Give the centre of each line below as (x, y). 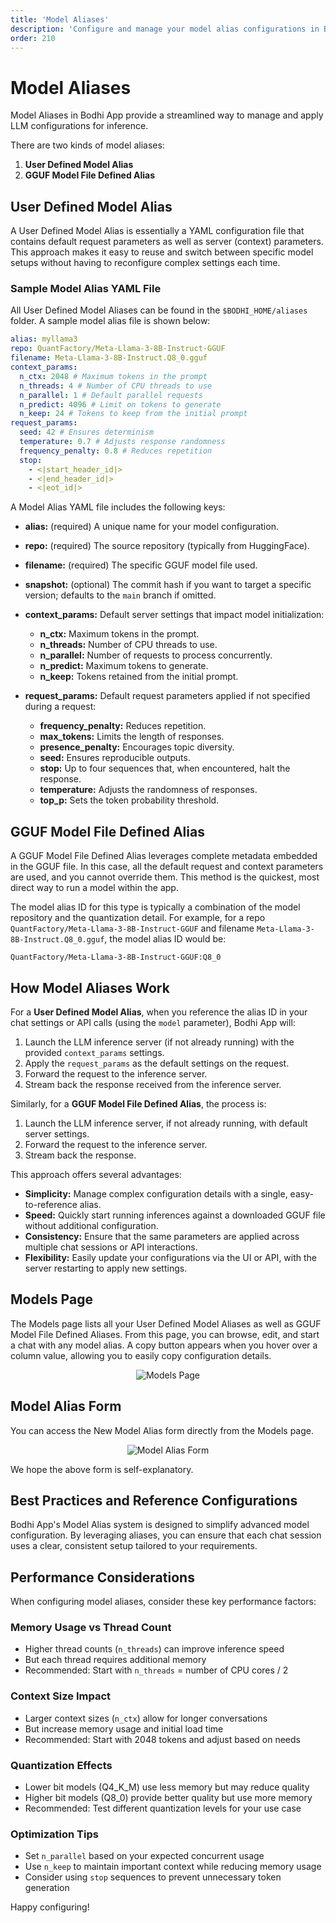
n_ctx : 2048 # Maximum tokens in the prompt (113, 376)
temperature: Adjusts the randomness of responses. (148, 790)
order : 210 (33, 38)
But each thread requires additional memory (115, 1660)
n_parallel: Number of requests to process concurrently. (156, 655)
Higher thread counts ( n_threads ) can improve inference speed (154, 1649)
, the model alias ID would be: (165, 939)
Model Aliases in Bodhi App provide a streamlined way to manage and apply (167, 115)
